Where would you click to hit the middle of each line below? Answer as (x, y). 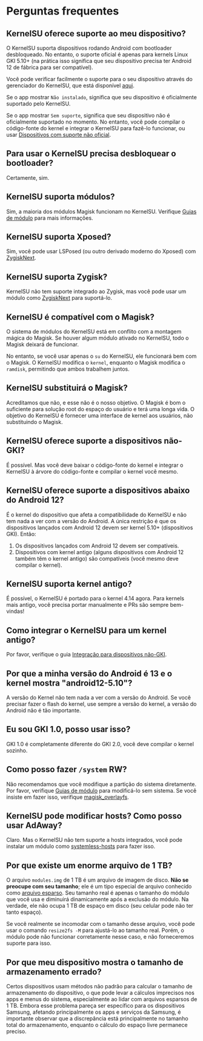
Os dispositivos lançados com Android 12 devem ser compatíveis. (97, 546)
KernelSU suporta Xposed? (59, 237)
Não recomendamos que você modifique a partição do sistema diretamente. (101, 784)
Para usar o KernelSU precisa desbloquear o (91, 154)
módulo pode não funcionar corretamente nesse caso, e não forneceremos (100, 937)
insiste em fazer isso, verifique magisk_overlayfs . (68, 797)
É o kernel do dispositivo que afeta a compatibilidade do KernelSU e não (96, 514)
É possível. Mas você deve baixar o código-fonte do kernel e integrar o (95, 465)
